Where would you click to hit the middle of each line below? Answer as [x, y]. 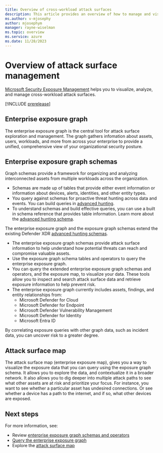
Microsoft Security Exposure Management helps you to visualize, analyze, [79, 89]
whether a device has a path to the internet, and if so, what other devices [78, 394]
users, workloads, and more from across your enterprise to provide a [74, 141]
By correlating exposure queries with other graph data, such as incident [77, 330]
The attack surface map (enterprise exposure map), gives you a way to [76, 362]
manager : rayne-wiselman [30, 28]
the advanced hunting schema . [43, 219]
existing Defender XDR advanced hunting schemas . [57, 234]
